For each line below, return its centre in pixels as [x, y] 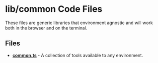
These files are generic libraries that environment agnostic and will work [79, 23]
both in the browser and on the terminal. [46, 28]
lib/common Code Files [54, 9]
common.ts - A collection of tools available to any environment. [78, 55]
